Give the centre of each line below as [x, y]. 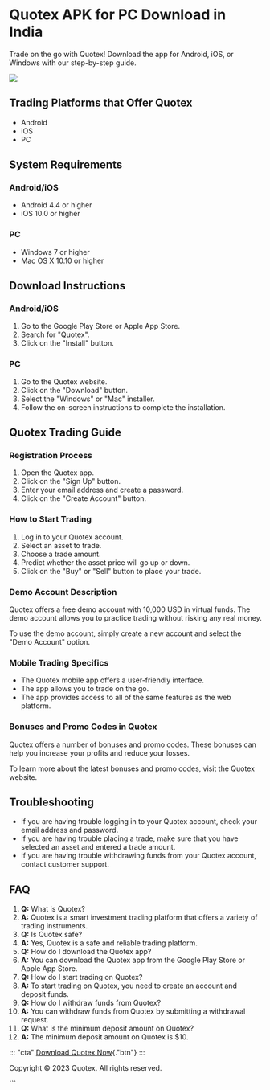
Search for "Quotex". [55, 334]
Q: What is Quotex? [53, 909]
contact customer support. [65, 864]
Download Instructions [67, 286]
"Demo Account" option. [50, 642]
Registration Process [51, 456]
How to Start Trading [50, 519]
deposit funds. [45, 994]
